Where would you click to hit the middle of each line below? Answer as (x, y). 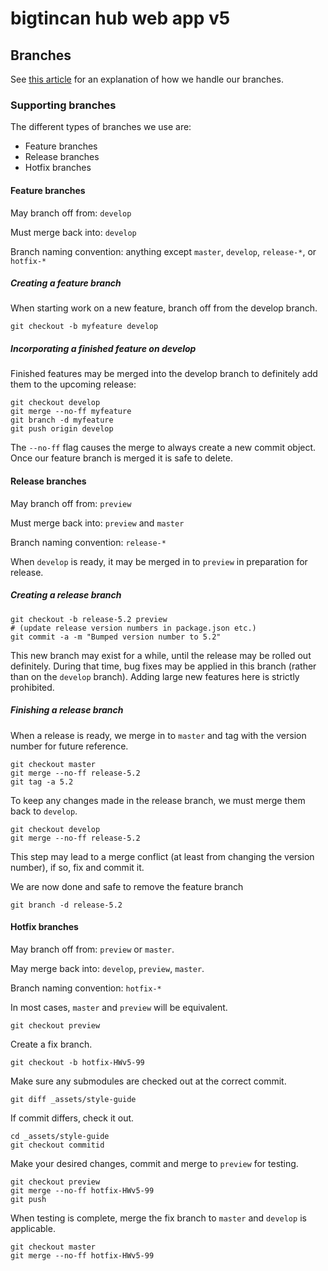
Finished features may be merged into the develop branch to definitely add (164, 374)
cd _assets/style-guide (60, 1136)
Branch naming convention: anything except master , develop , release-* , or (163, 251)
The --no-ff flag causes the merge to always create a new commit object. (163, 448)
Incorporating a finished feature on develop (103, 349)
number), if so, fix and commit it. (77, 867)
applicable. (33, 1228)
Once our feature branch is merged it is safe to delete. (121, 458)
